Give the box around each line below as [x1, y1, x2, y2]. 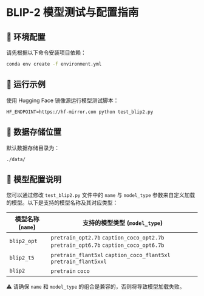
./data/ [6, 156, 26, 162]
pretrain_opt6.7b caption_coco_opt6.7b [50, 242, 165, 249]
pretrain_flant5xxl [50, 258, 107, 265]
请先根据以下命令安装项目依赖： [6, 49, 86, 56]
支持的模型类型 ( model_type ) [83, 219, 163, 227]
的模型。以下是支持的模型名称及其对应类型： [6, 199, 118, 207]
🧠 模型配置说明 [6, 174, 62, 184]
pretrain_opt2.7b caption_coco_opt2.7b [50, 235, 165, 241]
